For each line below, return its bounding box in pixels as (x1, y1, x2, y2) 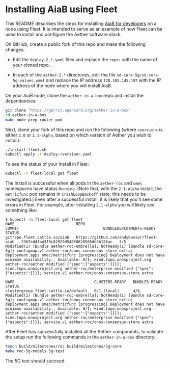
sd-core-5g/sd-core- (117, 72, 160, 77)
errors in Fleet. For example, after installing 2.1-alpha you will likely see (5, 202, 155, 208)
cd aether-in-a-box (5, 112, 47, 118)
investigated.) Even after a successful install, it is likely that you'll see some (5, 196, 163, 202)
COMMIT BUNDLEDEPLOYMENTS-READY (5, 226, 156, 231)
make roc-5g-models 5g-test (5, 349, 65, 354)
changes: (5, 46, 25, 52)
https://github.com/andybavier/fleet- (75, 235, 158, 240)
